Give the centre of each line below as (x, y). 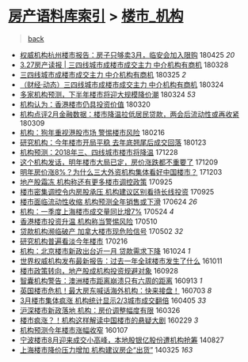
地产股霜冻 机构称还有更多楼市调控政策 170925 (96, 182)
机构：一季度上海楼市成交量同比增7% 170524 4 (97, 211)
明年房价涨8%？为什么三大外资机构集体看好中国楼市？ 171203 (121, 172)
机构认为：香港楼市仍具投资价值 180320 (85, 104)
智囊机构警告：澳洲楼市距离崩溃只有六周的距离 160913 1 (111, 281)
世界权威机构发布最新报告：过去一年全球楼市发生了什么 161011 (121, 261)
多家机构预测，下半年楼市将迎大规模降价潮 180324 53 (107, 94)
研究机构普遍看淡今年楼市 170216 (74, 241)
